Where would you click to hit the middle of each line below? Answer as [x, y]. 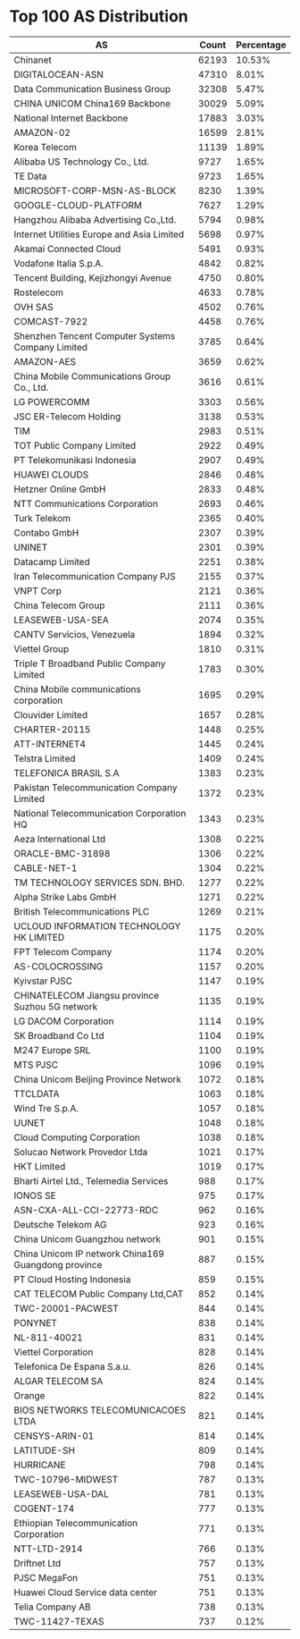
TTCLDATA [37, 1094]
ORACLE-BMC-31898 [62, 853]
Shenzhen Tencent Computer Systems [95, 335]
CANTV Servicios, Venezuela [75, 634]
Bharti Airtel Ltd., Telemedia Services [91, 1180]
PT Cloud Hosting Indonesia [72, 1279]
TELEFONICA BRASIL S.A [67, 773]
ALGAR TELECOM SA [58, 1381]
